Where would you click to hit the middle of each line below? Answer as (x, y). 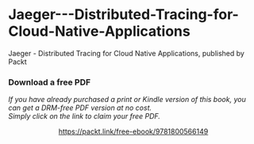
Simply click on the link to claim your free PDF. (85, 116)
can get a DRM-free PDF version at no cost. (80, 108)
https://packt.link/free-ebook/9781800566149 (133, 131)
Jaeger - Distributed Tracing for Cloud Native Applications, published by (126, 53)
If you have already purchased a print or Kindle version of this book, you (127, 100)
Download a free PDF (50, 82)
